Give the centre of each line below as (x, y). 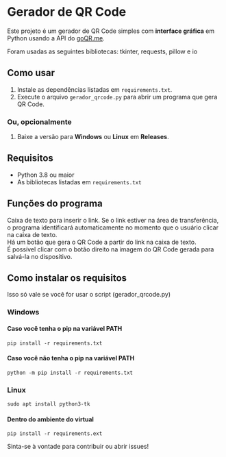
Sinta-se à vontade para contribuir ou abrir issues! (78, 447)
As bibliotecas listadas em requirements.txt (79, 182)
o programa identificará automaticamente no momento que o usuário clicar (113, 227)
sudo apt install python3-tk (49, 404)
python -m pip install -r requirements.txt (70, 373)
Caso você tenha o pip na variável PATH (65, 329)
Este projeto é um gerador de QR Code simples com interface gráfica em (111, 31)
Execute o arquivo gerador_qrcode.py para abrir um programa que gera (117, 97)
